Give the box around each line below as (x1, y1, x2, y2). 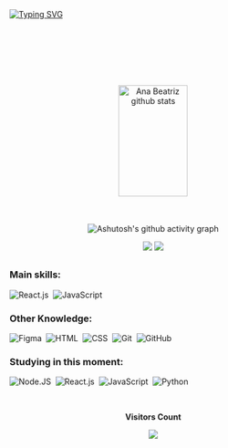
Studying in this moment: (9, 355, 124, 368)
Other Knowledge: (9, 312, 93, 325)
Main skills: (9, 268, 61, 281)
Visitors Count (125, 412, 181, 422)
